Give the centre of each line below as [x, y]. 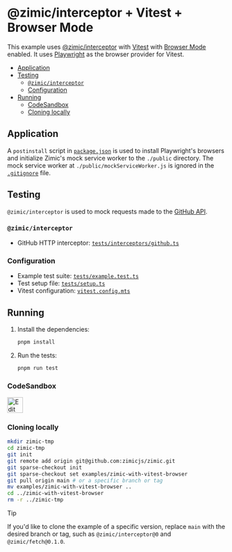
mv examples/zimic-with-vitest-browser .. [69, 487]
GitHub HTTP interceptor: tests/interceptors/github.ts [98, 243]
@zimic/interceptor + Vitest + [95, 13]
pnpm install [36, 342]
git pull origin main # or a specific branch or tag [85, 480]
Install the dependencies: [53, 329]
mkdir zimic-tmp [31, 442]
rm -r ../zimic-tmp [35, 500]
